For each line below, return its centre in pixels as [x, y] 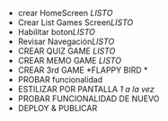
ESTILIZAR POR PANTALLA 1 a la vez [86, 89]
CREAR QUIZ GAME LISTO [66, 51]
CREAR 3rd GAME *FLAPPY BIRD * [83, 70]
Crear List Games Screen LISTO [75, 22]
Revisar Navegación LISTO [66, 41]
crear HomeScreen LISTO [65, 13]
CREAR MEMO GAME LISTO [70, 60]
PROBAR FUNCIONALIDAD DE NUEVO [88, 99]
